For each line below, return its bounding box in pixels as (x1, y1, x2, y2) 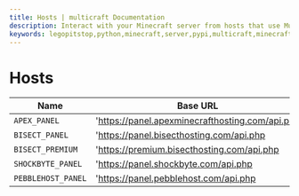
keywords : (9, 29, 46, 38)
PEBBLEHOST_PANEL (13, 174, 87, 184)
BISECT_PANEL (13, 130, 69, 140)
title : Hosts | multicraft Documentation (9, 12, 166, 22)
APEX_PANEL (13, 116, 60, 126)
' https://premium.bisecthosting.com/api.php (94, 144, 279, 156)
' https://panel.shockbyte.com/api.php (94, 158, 253, 170)
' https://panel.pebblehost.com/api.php (94, 172, 256, 184)
